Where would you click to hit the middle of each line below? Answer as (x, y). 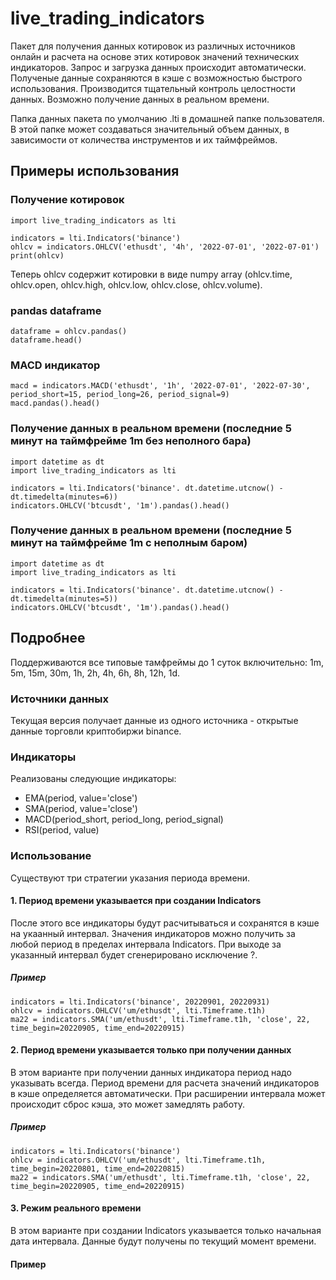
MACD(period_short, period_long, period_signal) (124, 819)
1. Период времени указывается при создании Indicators (136, 901)
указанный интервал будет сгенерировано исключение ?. (134, 954)
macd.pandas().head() (55, 403)
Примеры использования (95, 171)
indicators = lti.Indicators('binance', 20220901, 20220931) (140, 1002)
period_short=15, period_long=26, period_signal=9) (120, 395)
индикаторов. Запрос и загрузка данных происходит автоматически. (158, 67)
